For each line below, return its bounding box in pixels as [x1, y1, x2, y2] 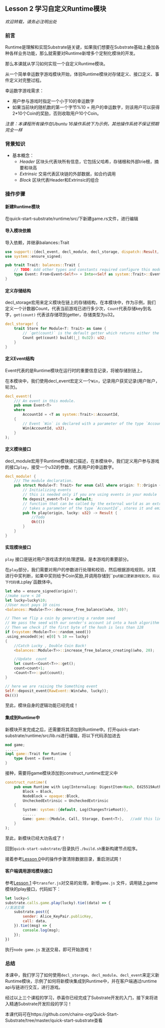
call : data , [23, 919, 48, 924]
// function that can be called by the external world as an [23, 501, 151, 506]
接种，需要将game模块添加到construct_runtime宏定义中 [5, 770, 118, 776]
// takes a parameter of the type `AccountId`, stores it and [23, 506, 153, 511]
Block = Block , [23, 789, 54, 794]
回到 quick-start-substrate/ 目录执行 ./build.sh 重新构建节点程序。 [5, 845, 140, 851]
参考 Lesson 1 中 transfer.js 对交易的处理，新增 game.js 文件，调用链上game [5, 880, 158, 886]
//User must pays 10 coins [5, 602, 60, 607]
